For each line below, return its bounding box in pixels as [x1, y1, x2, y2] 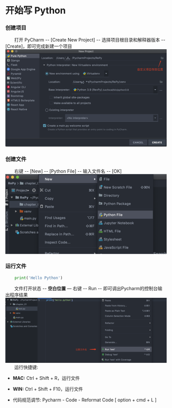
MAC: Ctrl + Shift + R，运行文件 [12, 375, 80, 381]
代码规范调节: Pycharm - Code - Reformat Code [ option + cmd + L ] [12, 397, 157, 403]
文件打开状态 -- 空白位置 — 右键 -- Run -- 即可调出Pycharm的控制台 [14, 285, 158, 291]
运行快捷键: [14, 364, 38, 371]
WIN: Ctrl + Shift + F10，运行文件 [12, 386, 83, 392]
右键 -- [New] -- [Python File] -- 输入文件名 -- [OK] [14, 168, 122, 174]
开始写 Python [5, 5, 66, 16]
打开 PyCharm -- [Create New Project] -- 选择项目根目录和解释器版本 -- [14, 37, 165, 43]
